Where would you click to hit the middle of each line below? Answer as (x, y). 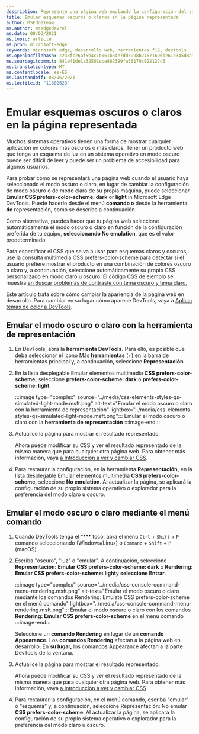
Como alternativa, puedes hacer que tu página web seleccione (83, 221)
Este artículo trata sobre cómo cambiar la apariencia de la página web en (95, 294)
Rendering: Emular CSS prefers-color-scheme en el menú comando (99, 616)
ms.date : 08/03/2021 (32, 34)
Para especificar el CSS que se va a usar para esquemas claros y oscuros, (97, 251)
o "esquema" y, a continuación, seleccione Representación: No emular (101, 706)
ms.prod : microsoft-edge (37, 45)
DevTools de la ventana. (44, 652)
